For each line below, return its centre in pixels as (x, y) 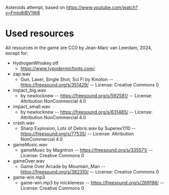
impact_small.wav (31, 106)
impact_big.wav (29, 90)
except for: (17, 53)
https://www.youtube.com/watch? (102, 7)
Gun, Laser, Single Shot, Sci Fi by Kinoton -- (67, 79)
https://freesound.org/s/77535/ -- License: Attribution (77, 134)
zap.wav (22, 74)
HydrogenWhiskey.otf (36, 63)
